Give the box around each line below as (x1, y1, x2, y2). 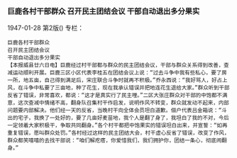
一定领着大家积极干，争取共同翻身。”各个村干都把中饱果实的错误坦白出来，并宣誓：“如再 (7, 122, 228, 129)
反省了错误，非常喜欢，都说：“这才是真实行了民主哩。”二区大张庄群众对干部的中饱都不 (7, 92, 222, 99)
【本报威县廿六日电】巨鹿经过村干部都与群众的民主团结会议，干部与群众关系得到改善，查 (7, 62, 229, 69)
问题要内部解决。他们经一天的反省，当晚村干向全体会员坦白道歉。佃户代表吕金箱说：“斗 (7, 107, 227, 114)
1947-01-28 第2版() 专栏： (7, 23, 84, 33)
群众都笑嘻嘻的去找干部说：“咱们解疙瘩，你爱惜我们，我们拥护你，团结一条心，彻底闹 (7, 137, 222, 145)
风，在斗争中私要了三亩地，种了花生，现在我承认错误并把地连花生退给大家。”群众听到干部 (7, 84, 230, 91)
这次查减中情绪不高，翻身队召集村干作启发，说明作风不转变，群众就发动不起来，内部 (17, 99, 229, 107)
